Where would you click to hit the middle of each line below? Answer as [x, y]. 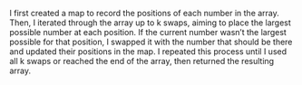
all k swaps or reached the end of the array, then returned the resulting [142, 61]
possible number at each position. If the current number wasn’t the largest [148, 32]
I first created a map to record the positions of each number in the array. [144, 13]
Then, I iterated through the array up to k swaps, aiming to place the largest [151, 23]
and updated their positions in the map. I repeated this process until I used [148, 52]
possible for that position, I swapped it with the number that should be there [151, 42]
